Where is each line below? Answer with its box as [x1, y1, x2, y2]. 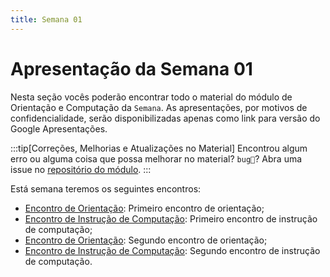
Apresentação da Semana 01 [10, 57, 253, 80]
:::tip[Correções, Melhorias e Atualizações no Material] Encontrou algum [10, 142, 308, 154]
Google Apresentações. [10, 122, 108, 135]
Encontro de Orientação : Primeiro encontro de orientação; [24, 202, 265, 214]
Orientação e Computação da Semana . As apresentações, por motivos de [10, 101, 308, 113]
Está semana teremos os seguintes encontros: [10, 182, 202, 195]
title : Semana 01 [10, 14, 83, 25]
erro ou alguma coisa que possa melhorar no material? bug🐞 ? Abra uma [10, 152, 303, 165]
